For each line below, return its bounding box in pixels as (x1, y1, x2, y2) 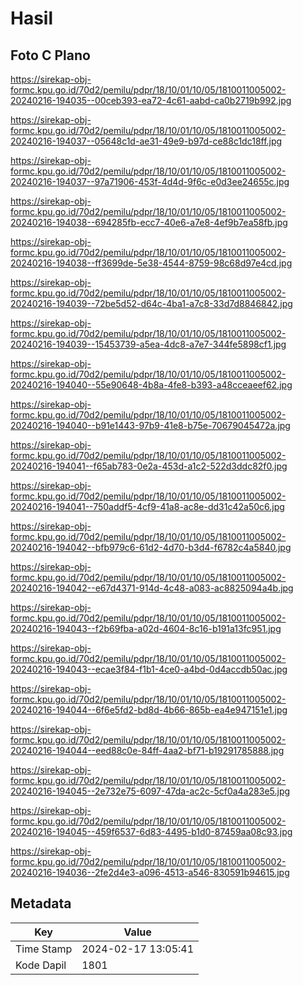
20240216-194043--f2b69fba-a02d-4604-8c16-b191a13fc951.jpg (10, 623, 282, 634)
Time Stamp (15, 942, 73, 956)
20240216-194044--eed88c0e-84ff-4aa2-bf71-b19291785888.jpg (10, 745, 285, 756)
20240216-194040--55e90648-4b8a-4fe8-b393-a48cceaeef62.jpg (10, 379, 293, 391)
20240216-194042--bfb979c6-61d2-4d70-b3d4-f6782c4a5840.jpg (10, 542, 292, 553)
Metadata (10, 895, 72, 912)
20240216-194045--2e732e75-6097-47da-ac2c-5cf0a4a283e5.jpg (10, 785, 291, 797)
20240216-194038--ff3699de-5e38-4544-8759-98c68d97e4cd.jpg (10, 257, 293, 269)
